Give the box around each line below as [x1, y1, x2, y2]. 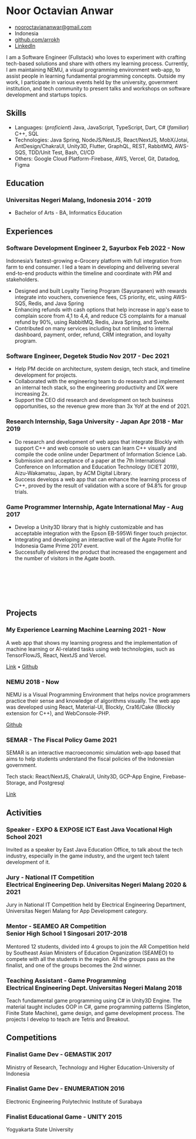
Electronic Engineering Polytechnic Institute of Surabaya [6, 1098, 143, 1105]
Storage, [6, 779, 27, 786]
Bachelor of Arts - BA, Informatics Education [14, 209, 122, 216]
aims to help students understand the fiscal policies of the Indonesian [6, 755, 174, 762]
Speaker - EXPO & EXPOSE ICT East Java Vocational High [6, 825, 173, 833]
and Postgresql [28, 779, 65, 786]
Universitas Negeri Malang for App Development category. [6, 907, 148, 914]
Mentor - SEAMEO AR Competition [6, 922, 107, 930]
